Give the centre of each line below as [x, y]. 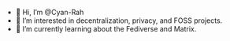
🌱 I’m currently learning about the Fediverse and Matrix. [106, 29]
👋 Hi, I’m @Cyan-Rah [50, 12]
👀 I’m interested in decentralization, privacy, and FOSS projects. [119, 20]
